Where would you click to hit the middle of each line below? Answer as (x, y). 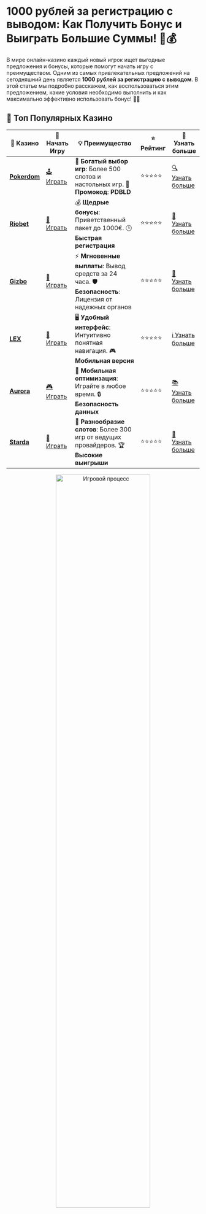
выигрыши (91, 463)
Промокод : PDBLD (103, 191)
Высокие (89, 455)
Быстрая (88, 238)
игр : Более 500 (98, 169)
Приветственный (100, 220)
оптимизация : (96, 378)
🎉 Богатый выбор (101, 161)
